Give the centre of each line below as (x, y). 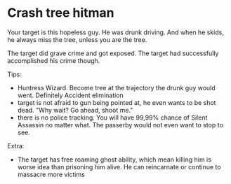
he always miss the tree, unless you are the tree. (77, 39)
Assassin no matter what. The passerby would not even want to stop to (120, 125)
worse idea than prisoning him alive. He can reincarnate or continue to (119, 167)
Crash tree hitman (61, 13)
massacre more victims (51, 174)
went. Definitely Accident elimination (71, 95)
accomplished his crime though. (54, 60)
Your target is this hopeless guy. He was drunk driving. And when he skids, (116, 32)
